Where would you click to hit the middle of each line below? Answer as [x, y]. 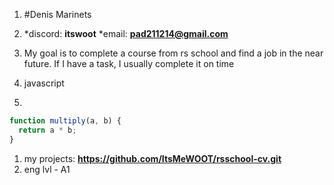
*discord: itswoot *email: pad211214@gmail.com [126, 33]
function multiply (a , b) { [65, 121]
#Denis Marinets [57, 14]
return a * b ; [47, 130]
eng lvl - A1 [47, 169]
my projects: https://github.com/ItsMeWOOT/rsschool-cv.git [152, 158]
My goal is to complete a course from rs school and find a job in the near [173, 53]
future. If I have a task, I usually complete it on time [129, 63]
